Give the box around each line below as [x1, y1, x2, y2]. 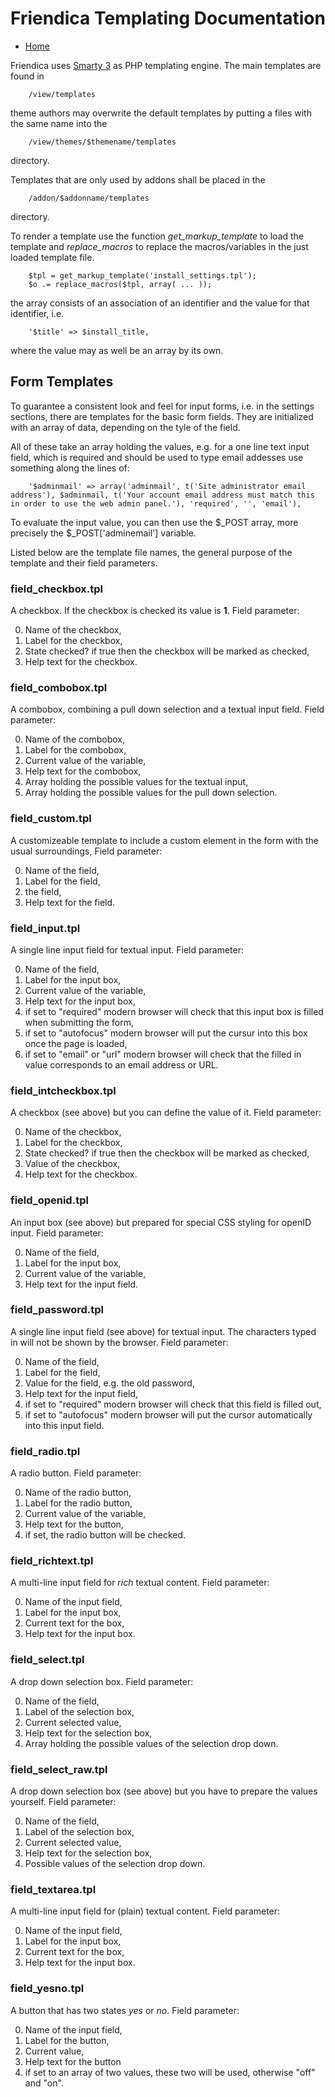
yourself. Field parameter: [10, 1796, 117, 1808]
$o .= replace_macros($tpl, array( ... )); [28, 279, 213, 289]
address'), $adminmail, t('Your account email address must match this [10, 490, 315, 500]
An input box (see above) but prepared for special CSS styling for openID [10, 1216, 312, 1228]
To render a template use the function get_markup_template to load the [10, 230, 305, 242]
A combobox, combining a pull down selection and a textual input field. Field [10, 703, 325, 716]
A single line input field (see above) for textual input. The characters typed [10, 1325, 317, 1337]
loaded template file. [10, 251, 95, 263]
